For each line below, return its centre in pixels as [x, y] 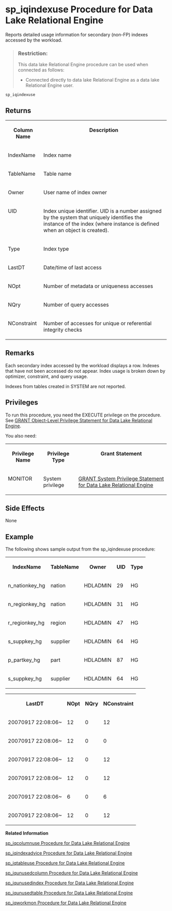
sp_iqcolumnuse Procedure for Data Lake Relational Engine [68, 843]
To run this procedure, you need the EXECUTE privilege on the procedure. [83, 415]
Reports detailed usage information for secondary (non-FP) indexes [77, 34]
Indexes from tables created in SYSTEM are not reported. [66, 386]
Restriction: [33, 53]
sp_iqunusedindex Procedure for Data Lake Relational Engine [70, 883]
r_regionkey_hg [26, 623]
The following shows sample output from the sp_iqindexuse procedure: [80, 549]
